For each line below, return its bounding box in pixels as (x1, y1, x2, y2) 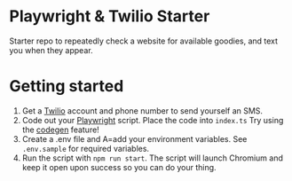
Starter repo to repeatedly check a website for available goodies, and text (9, 35, 278, 46)
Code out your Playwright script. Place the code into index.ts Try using (21, 114, 284, 125)
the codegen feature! (21, 124, 99, 135)
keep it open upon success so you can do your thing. (21, 161, 217, 172)
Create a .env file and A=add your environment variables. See (21, 133, 248, 144)
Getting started (9, 76, 124, 97)
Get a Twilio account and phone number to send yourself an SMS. (21, 105, 264, 116)
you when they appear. (9, 44, 93, 55)
